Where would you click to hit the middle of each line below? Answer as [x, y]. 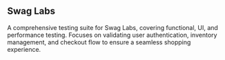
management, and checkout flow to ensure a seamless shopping [99, 42]
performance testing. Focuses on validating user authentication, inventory [112, 35]
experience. [24, 49]
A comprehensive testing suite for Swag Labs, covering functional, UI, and [113, 27]
